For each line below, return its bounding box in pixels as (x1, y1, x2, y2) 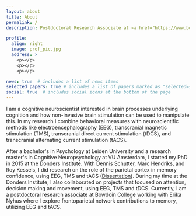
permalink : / (6, 19, 38, 25)
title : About (6, 14, 38, 20)
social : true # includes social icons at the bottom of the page (6, 89, 171, 95)
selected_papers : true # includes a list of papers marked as (6, 84, 160, 90)
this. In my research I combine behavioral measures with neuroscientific (6, 118, 179, 124)
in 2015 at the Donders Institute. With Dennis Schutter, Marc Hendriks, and (6, 160, 185, 167)
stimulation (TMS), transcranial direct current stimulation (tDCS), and (6, 130, 171, 137)
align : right (11, 41, 43, 47)
